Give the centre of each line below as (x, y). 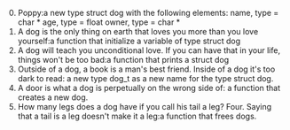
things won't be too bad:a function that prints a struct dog (123, 60)
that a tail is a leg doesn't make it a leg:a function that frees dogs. (137, 116)
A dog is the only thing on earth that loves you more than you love (138, 31)
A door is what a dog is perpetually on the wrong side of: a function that (149, 88)
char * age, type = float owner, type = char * (99, 22)
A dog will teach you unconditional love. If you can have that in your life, (149, 50)
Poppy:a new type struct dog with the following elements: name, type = (148, 13)
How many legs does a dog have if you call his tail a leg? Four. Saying (145, 107)
